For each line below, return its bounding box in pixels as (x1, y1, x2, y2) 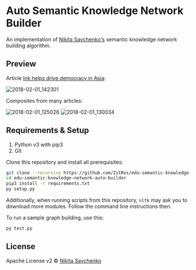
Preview (6, 59, 37, 69)
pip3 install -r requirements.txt (6, 181, 90, 186)
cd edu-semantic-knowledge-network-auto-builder (6, 175, 127, 181)
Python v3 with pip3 (14, 141, 63, 148)
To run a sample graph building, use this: (6, 214, 104, 221)
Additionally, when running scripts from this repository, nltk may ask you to (6, 197, 188, 204)
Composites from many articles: (6, 97, 83, 104)
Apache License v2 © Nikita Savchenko (6, 257, 102, 264)
